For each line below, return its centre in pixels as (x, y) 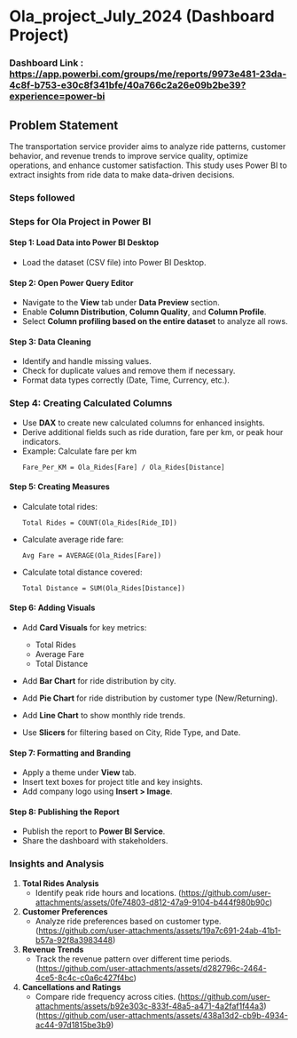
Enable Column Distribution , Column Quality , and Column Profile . (144, 312)
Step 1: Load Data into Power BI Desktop (84, 242)
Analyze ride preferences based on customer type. (128, 921)
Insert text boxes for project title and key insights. (112, 782)
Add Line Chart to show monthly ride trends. (104, 716)
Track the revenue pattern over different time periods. (133, 959)
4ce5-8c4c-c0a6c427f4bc (85, 978)
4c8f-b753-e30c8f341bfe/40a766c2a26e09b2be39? (128, 85)
